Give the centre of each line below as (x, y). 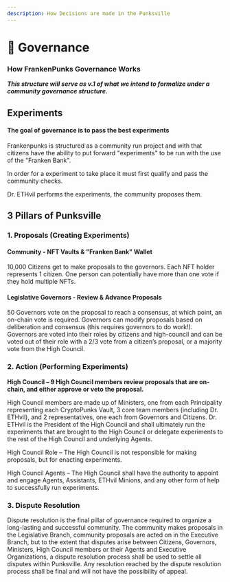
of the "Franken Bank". (39, 160)
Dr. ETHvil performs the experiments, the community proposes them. (105, 194)
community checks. (35, 181)
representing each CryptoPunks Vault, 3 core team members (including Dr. (113, 410)
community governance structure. (58, 91)
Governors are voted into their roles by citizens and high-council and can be (115, 335)
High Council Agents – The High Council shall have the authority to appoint (113, 473)
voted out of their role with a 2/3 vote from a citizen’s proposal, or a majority (115, 342)
